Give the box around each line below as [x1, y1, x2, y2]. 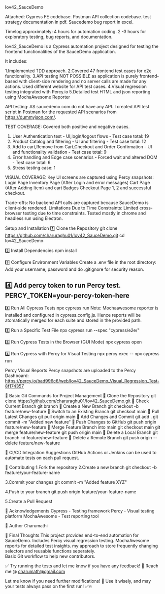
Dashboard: [5, 373, 29, 379]
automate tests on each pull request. [5, 455, 80, 461]
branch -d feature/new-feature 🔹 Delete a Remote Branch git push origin [5, 434, 152, 440]
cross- [139, 205, 153, 211]
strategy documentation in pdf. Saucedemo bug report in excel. [5, 19, 134, 25]
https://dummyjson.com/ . [5, 114, 57, 120]
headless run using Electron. [5, 215, 63, 221]
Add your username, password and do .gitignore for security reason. [5, 266, 144, 272]
